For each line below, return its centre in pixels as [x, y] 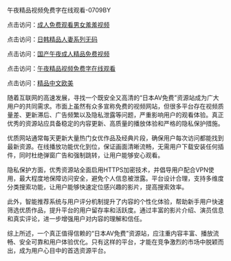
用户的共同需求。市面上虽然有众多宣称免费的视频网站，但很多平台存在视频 [112, 106]
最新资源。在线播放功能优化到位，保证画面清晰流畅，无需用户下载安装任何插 [115, 147]
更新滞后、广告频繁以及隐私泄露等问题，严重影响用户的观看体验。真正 [124, 115]
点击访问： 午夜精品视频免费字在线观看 [61, 68]
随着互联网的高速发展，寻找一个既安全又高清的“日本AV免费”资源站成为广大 [113, 98]
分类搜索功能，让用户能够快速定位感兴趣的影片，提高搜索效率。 [97, 187]
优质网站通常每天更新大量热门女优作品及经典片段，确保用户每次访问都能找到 [115, 138]
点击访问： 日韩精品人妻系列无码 [52, 39]
